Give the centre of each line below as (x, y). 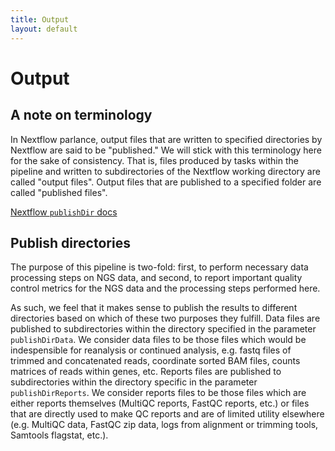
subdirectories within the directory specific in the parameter (134, 382)
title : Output (40, 19)
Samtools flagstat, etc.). (59, 435)
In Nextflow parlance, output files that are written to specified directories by (166, 139)
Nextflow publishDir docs (64, 212)
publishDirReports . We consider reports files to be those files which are (158, 393)
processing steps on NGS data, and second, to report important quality (156, 278)
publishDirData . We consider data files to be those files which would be (158, 340)
